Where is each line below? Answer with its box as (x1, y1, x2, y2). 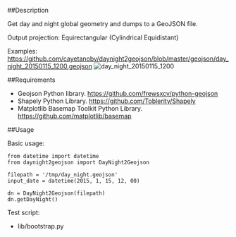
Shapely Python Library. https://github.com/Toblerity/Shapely (17, 97, 196, 105)
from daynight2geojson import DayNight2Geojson (7, 159, 150, 166)
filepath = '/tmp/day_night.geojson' (7, 171, 118, 178)
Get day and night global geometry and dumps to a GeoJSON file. (7, 20, 199, 28)
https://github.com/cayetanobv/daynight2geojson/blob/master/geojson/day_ (7, 54, 229, 63)
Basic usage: (7, 139, 45, 147)
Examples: (7, 47, 37, 55)
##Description (7, 6, 49, 14)
